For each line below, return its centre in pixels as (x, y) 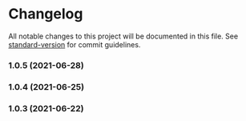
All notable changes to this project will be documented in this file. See (123, 36)
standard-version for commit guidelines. (75, 44)
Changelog (46, 14)
